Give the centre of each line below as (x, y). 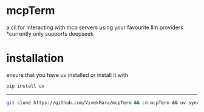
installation (35, 58)
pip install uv (25, 86)
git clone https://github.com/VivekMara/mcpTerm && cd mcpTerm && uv (96, 103)
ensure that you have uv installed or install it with (67, 75)
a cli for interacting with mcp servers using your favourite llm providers (95, 27)
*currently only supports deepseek (50, 33)
